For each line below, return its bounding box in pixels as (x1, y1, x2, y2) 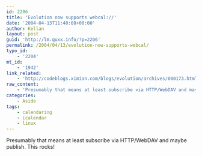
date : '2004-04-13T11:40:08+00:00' (6, 20, 96, 26)
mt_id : (6, 59, 23, 65)
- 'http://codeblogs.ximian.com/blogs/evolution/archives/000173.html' (17, 76, 200, 82)
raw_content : (6, 82, 39, 88)
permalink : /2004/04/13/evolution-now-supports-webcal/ (6, 43, 149, 49)
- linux (17, 121, 36, 127)
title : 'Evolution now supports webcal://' (6, 14, 117, 20)
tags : (6, 103, 20, 110)
